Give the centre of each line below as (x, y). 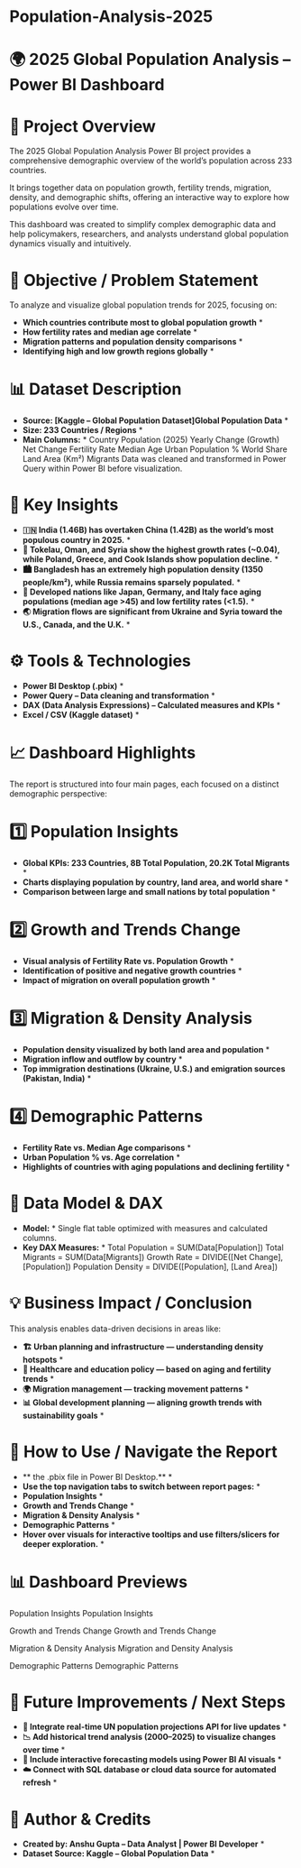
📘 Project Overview (82, 126)
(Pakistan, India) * (57, 1078)
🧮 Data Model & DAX (87, 1203)
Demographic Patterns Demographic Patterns (94, 1665)
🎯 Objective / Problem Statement (134, 280)
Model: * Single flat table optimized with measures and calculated (145, 1228)
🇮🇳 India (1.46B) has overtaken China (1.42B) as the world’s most (148, 530)
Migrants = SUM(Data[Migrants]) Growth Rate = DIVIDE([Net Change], (153, 1256)
